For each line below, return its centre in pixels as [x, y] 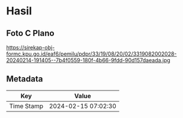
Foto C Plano [30, 33]
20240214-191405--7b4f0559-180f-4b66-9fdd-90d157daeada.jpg [88, 60]
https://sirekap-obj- [31, 47]
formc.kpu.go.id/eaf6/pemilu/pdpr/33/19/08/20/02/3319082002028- [91, 54]
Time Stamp [26, 106]
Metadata [25, 79]
